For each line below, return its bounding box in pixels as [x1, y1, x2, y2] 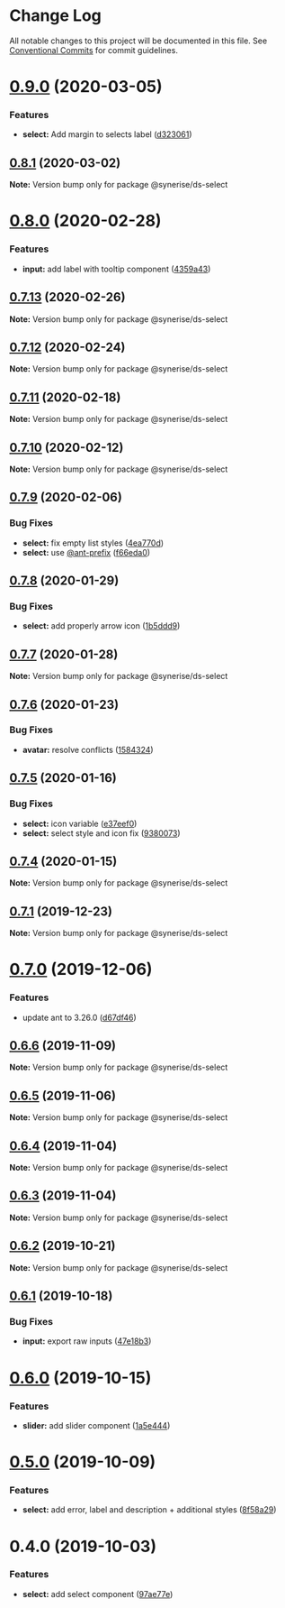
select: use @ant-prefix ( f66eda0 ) [22, 547, 151, 557]
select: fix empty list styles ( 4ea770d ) [22, 538, 165, 548]
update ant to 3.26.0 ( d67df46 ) [22, 1012, 137, 1023]
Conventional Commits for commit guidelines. [9, 44, 178, 55]
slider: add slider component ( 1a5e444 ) [22, 1420, 171, 1430]
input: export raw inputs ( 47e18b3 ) [22, 1336, 152, 1346]
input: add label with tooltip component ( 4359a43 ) [22, 263, 211, 274]
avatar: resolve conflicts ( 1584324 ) [22, 744, 155, 755]
